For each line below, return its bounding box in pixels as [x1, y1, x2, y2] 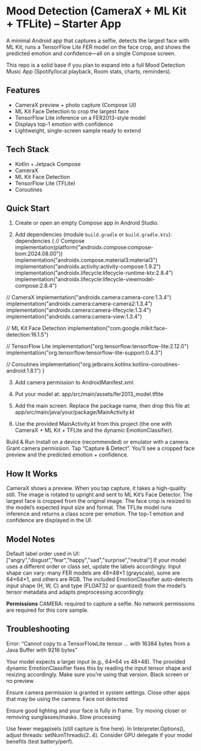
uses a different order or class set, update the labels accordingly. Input [6, 563, 181, 570]
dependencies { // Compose [14, 237, 85, 245]
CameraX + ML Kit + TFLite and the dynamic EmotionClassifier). [14, 426, 173, 434]
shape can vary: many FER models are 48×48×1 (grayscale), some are [6, 569, 181, 576]
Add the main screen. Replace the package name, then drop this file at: [14, 402, 191, 410]
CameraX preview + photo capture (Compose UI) [14, 101, 137, 108]
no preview [6, 677, 34, 684]
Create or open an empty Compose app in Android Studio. [14, 219, 159, 226]
